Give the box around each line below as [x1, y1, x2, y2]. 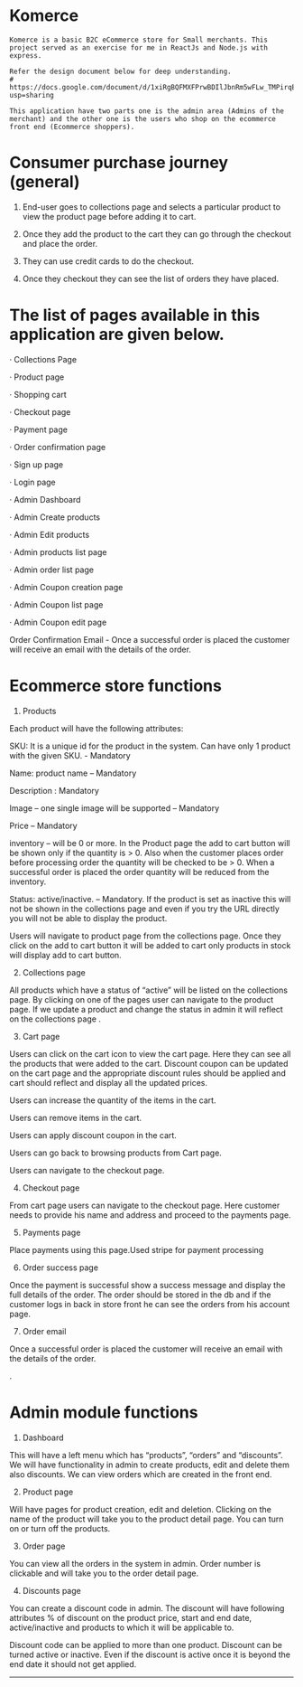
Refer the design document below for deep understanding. [9, 67, 232, 76]
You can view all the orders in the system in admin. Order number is [9, 1558, 262, 1569]
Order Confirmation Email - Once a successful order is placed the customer [9, 634, 290, 645]
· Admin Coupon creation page [9, 581, 124, 592]
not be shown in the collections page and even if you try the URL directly [9, 903, 280, 914]
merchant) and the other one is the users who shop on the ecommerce [9, 114, 277, 123]
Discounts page [22, 1585, 81, 1596]
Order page [22, 1541, 66, 1551]
